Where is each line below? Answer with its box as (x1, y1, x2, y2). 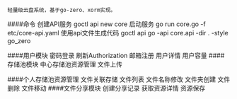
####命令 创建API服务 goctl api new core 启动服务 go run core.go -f (7, 20, 207, 28)
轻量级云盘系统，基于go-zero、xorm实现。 (7, 6, 117, 13)
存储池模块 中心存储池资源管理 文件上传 (7, 60, 122, 69)
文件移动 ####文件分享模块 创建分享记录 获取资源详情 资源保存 (21, 84, 206, 92)
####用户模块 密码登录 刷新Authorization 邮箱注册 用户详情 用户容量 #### (7, 52, 225, 59)
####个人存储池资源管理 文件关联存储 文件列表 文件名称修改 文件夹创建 (7, 75, 216, 83)
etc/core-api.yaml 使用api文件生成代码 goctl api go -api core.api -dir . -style (7, 29, 229, 37)
